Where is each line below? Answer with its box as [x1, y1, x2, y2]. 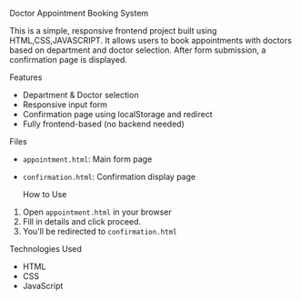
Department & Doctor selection [22, 90, 139, 100]
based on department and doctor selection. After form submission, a [9, 45, 266, 55]
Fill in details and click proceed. [22, 216, 142, 226]
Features [9, 72, 43, 83]
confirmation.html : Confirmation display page [22, 172, 196, 182]
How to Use [22, 189, 67, 199]
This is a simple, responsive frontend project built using [9, 25, 217, 35]
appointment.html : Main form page [22, 154, 153, 165]
